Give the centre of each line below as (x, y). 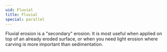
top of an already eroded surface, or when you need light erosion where (82, 39)
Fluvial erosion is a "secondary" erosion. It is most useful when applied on (84, 34)
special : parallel (25, 19)
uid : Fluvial (19, 10)
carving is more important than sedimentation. (54, 44)
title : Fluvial (22, 15)
